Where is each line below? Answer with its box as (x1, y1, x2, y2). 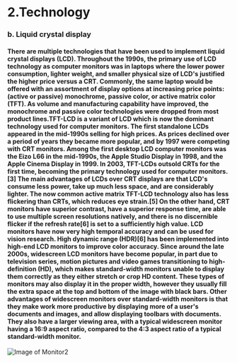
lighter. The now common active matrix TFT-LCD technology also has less (7, 189, 229, 198)
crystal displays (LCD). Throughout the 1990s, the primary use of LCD (7, 54, 217, 63)
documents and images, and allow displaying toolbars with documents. (7, 309, 221, 318)
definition (7, 264, 37, 273)
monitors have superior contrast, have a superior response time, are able (7, 204, 226, 213)
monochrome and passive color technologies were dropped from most (7, 107, 219, 115)
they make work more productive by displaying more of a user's (7, 302, 200, 311)
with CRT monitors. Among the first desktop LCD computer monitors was (7, 144, 227, 153)
